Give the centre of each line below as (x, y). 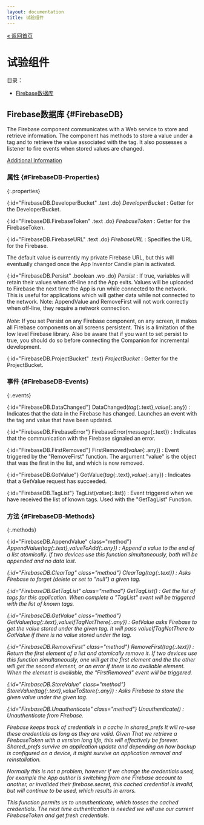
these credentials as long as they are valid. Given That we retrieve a (92, 734)
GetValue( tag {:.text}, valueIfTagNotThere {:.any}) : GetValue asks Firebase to (102, 622)
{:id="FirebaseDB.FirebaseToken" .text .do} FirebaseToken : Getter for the (99, 221)
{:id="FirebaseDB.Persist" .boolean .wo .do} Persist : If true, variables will (98, 276)
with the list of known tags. (41, 604)
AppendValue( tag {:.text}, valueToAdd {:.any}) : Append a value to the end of (101, 548)
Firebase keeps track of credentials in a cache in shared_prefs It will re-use (101, 727)
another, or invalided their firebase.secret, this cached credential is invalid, (100, 784)
